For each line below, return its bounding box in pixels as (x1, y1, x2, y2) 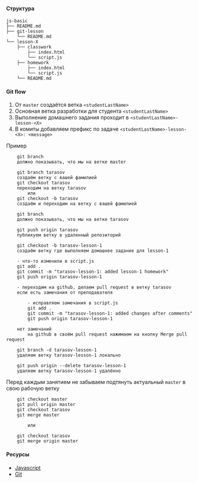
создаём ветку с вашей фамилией (17, 175, 97, 181)
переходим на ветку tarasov (17, 185, 86, 191)
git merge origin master (17, 438, 78, 444)
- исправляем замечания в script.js (27, 300, 118, 306)
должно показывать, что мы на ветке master (17, 159, 127, 165)
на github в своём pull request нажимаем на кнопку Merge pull (27, 331, 187, 337)
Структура (6, 5, 34, 12)
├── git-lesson (6, 29, 44, 35)
